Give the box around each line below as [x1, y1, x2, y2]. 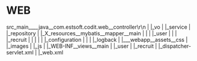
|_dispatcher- [158, 42, 192, 50]
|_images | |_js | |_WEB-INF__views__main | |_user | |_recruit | [6, 42, 157, 50]
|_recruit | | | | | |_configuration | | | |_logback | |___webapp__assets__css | [6, 36, 188, 43]
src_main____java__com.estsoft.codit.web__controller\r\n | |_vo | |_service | [6, 23, 191, 30]
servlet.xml [6, 48, 34, 56]
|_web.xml [38, 48, 64, 56]
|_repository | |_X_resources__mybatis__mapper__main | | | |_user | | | [6, 29, 177, 36]
